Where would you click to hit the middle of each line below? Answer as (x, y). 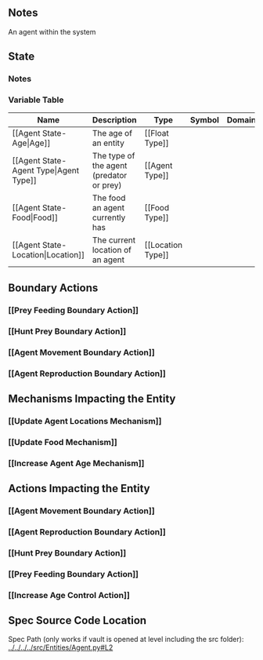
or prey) (107, 185)
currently (109, 217)
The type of (113, 156)
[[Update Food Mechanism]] (63, 442)
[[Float (157, 133)
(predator (110, 176)
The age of (112, 133)
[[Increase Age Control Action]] (69, 595)
